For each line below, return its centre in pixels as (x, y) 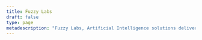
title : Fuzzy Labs (29, 11)
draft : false (23, 17)
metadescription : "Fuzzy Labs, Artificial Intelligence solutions (91, 28)
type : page (20, 22)
